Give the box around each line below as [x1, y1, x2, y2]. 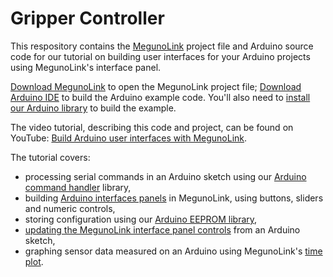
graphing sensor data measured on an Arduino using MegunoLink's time [24, 245, 323, 257]
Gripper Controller [10, 7, 165, 30]
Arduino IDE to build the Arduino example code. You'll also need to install [10, 91, 311, 103]
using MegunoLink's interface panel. [10, 61, 162, 73]
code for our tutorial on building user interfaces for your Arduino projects [10, 50, 311, 62]
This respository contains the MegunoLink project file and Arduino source [10, 40, 314, 52]
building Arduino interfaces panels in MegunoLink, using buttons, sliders [24, 192, 324, 204]
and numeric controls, [24, 202, 116, 214]
